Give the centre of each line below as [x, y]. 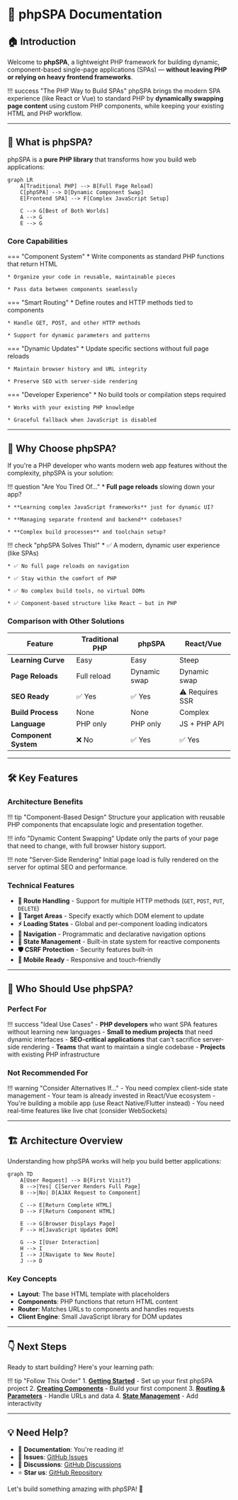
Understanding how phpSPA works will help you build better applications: [114, 1161]
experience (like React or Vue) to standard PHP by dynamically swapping [115, 98]
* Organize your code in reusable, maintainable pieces [91, 277]
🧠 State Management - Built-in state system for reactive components [119, 942]
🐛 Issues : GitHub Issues [53, 1457]
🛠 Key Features [43, 778]
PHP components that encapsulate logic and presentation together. [106, 824]
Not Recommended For [48, 1073]
